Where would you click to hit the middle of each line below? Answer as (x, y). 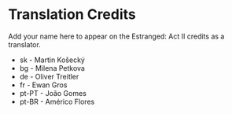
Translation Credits (72, 15)
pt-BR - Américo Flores (57, 101)
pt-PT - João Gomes (53, 93)
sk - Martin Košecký (52, 60)
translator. (24, 44)
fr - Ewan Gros (43, 85)
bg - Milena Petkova (52, 68)
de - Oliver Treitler (49, 76)
